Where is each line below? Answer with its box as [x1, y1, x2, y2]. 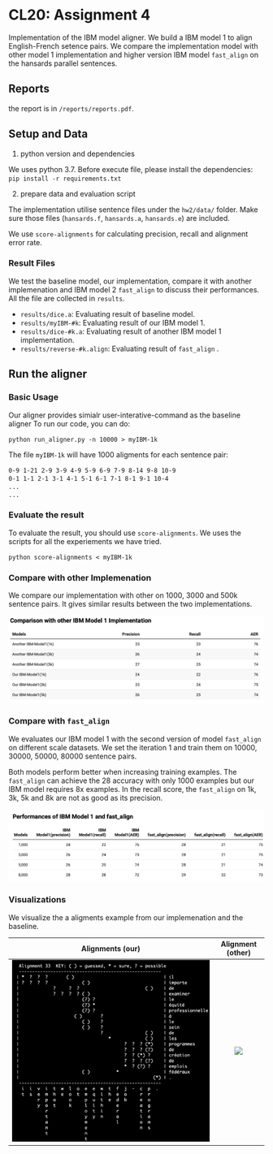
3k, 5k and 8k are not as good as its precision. [8, 793, 163, 802]
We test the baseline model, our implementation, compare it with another [8, 276, 252, 286]
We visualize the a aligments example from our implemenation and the [8, 912, 244, 923]
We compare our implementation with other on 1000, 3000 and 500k [8, 590, 238, 600]
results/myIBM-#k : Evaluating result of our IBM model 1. [19, 318, 206, 327]
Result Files [8, 257, 55, 269]
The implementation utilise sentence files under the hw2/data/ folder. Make [8, 205, 258, 214]
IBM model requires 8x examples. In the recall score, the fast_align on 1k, [8, 784, 257, 793]
